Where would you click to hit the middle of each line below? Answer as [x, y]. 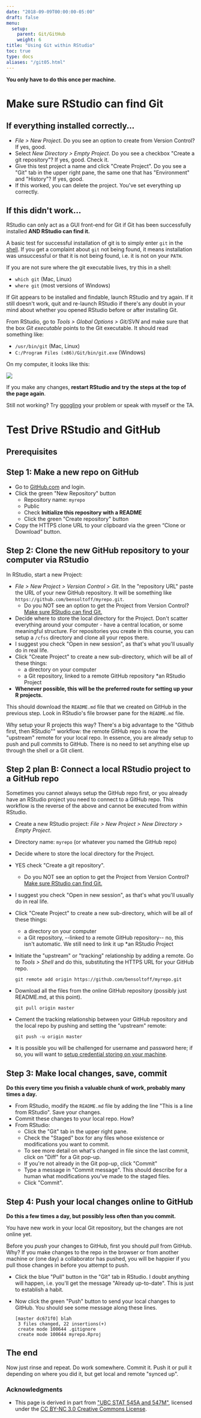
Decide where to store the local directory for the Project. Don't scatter [101, 618]
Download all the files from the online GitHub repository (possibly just [101, 991]
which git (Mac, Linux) [43, 279]
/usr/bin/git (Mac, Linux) [47, 346]
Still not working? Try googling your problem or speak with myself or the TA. [100, 405]
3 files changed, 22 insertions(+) [62, 1324]
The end [22, 1353]
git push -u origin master [49, 1037]
